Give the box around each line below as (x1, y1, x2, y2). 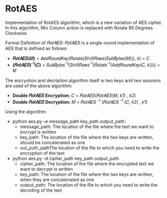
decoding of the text (19, 188, 62, 194)
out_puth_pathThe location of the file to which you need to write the (19, 145, 160, 151)
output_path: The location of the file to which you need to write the (19, 182, 157, 188)
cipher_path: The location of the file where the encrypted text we (19, 161, 154, 167)
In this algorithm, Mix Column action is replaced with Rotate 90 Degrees (5, 24, 153, 30)
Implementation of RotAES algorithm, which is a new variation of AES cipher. (5, 19, 162, 25)
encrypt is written (19, 129, 56, 135)
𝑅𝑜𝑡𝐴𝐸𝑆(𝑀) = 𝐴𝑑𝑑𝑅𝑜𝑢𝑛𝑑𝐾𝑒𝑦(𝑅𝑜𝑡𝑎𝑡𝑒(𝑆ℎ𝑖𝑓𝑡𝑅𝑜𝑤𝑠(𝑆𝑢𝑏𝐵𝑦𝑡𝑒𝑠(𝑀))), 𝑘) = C (12, 55, 150, 61)
